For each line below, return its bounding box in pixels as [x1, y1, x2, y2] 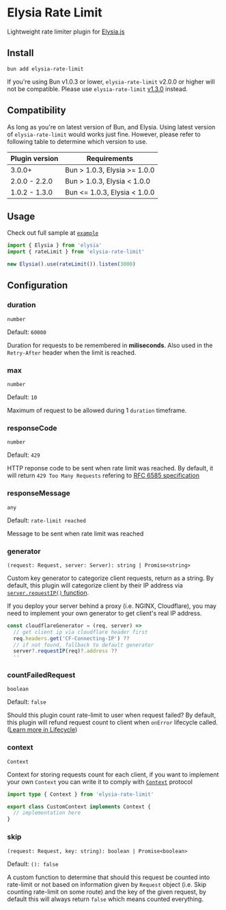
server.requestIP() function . [7, 588, 89, 596]
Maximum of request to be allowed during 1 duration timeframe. [7, 406, 187, 414]
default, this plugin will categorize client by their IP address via [7, 581, 183, 590]
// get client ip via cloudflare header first [13, 629, 148, 635]
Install [7, 47, 34, 59]
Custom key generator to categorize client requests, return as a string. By [7, 574, 214, 582]
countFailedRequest [7, 670, 76, 680]
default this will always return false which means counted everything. [7, 895, 203, 903]
